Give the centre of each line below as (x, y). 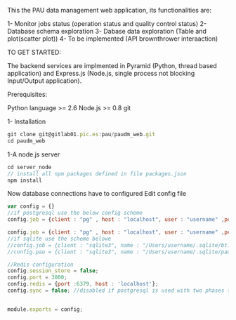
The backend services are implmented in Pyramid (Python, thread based (112, 66)
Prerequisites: (27, 94)
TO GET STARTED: (34, 52)
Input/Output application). (45, 81)
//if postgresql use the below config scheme (75, 213)
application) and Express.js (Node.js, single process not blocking (101, 73)
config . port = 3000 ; (38, 278)
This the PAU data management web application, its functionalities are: (110, 10)
